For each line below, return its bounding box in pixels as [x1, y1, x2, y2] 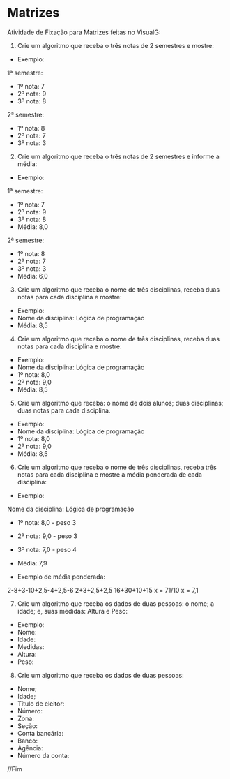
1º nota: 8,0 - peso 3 [17, 518, 77, 526]
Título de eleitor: [17, 699, 65, 708]
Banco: [17, 736, 38, 745]
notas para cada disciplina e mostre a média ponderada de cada [17, 470, 202, 479]
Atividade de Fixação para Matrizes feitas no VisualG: [7, 28, 161, 36]
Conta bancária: [17, 729, 64, 737]
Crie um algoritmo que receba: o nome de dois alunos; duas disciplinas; [17, 399, 224, 407]
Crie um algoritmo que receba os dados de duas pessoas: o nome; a [17, 599, 215, 608]
